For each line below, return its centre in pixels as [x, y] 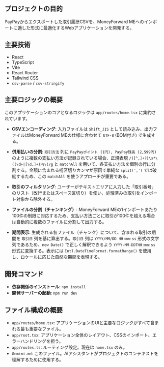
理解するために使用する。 [38, 360]
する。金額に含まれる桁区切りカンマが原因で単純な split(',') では [84, 170]
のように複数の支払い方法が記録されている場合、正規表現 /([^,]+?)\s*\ [85, 158]
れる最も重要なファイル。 [38, 329]
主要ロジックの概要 [34, 100]
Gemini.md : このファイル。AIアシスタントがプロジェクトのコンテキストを [85, 354]
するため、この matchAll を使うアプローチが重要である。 [73, 177]
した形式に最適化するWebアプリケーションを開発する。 [78, 28]
